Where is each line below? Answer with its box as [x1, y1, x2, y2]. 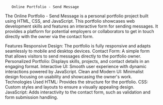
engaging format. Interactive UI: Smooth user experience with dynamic [5, 63, 147, 69]
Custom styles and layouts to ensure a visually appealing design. [5, 84, 135, 90]
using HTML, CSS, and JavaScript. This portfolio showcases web [5, 18, 135, 24]
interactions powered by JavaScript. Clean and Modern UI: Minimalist [5, 69, 144, 75]
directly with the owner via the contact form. [5, 34, 94, 39]
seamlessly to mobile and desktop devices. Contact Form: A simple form [5, 48, 150, 54]
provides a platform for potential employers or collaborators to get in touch [5, 29, 154, 34]
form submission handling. [5, 94, 58, 100]
